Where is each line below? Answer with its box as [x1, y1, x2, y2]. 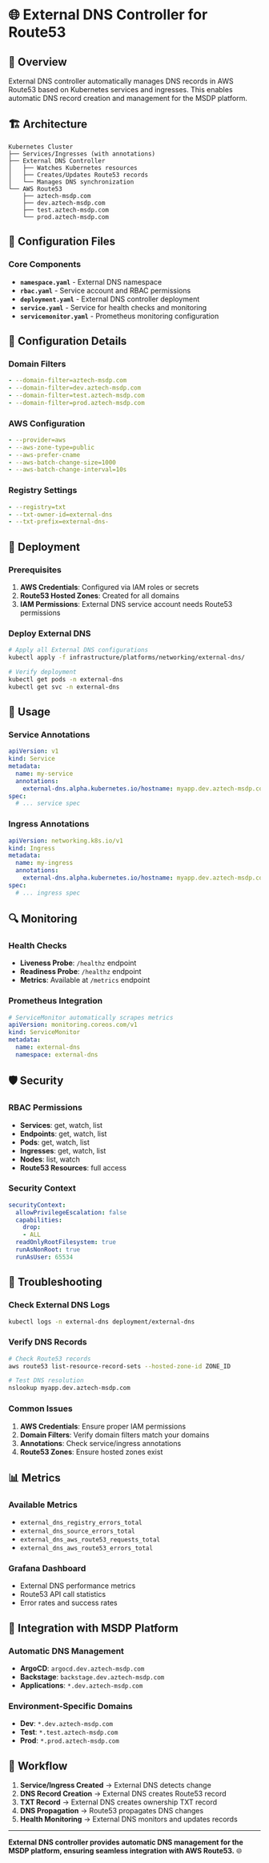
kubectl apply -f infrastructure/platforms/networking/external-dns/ [8, 653, 246, 662]
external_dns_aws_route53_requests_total [19, 1536, 160, 1544]
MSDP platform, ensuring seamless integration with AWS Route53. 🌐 [8, 1846, 243, 1856]
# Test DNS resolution [8, 1376, 84, 1384]
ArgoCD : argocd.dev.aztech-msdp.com [19, 1663, 145, 1673]
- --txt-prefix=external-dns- [8, 518, 110, 526]
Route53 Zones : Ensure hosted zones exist [19, 1447, 163, 1457]
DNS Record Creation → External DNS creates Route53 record [19, 1789, 227, 1799]
